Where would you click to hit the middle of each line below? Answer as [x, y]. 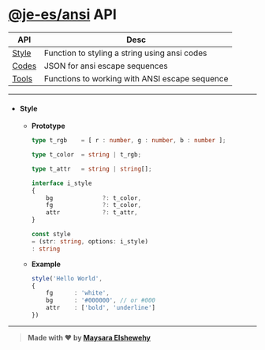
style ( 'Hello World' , [67, 278]
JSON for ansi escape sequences [106, 66]
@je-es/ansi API [62, 15]
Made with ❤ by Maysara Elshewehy [89, 337]
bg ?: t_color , [94, 198]
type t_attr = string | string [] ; [91, 169]
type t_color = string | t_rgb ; [86, 155]
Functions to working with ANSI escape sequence [136, 78]
